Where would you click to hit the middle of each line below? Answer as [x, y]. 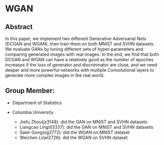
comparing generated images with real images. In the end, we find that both [82, 54]
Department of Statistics [37, 103]
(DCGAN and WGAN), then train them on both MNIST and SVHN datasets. [80, 44]
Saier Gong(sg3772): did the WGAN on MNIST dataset [75, 132]
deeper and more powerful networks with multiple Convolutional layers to [80, 70]
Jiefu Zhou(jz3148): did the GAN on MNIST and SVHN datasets [83, 122]
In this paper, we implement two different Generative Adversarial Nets [76, 38]
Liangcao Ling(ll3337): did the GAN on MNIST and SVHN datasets [86, 127]
